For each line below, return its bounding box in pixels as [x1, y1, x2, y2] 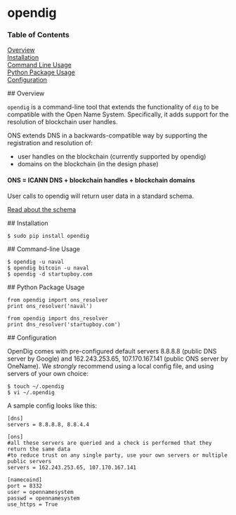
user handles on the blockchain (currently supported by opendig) [17, 152, 206, 161]
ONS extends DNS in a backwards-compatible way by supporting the [7, 131, 208, 140]
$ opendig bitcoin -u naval [7, 265, 90, 272]
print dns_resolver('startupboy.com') [7, 321, 121, 328]
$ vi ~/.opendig [7, 389, 55, 396]
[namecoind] [7, 476, 42, 483]
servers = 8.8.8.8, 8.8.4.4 [7, 421, 90, 428]
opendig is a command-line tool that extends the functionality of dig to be [7, 103, 219, 112]
